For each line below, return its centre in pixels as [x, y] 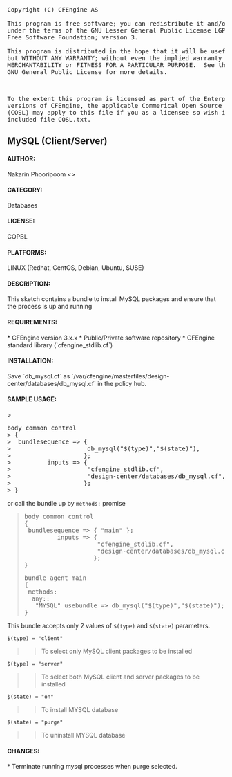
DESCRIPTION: [29, 284]
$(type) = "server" [35, 664]
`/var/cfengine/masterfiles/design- [120, 376]
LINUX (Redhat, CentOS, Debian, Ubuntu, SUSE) [76, 268]
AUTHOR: [21, 158]
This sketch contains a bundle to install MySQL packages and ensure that [112, 299]
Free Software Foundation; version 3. [73, 37]
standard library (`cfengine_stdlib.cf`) [60, 345]
